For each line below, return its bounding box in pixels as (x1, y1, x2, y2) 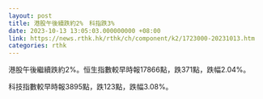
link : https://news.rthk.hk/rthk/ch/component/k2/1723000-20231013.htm (8, 34, 255, 43)
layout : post (8, 11, 53, 20)
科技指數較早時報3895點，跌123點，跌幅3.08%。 (8, 82, 173, 92)
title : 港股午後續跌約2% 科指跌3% (8, 19, 115, 27)
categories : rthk (8, 42, 67, 50)
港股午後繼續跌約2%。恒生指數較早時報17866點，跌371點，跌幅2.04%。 (8, 65, 251, 75)
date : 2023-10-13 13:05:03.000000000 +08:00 (8, 27, 161, 35)
